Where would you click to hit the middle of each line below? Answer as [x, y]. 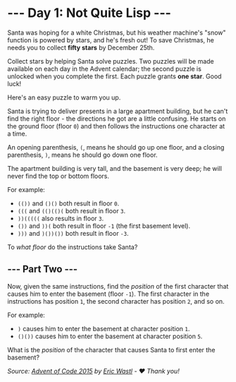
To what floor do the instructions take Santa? [73, 247]
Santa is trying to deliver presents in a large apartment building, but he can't [118, 111]
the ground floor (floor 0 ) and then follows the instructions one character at [116, 126]
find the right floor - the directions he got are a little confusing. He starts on [117, 119]
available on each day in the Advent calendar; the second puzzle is [105, 68]
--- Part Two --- [43, 269]
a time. [17, 133]
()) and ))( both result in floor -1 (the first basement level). [104, 226]
